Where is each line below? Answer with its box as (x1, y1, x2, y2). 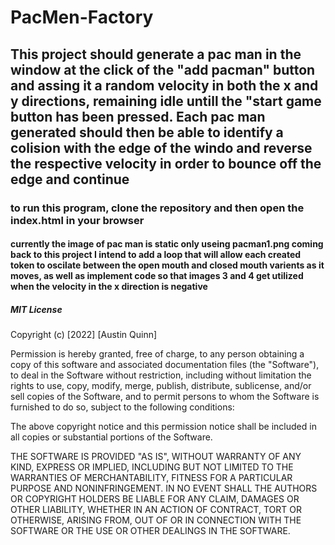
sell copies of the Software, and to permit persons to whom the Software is (10, 391, 320, 403)
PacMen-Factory (10, 6, 154, 29)
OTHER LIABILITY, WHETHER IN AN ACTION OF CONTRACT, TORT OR (10, 504, 302, 516)
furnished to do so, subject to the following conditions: (10, 401, 235, 413)
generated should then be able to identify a (10, 124, 284, 141)
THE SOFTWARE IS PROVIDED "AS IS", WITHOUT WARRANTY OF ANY (10, 451, 302, 463)
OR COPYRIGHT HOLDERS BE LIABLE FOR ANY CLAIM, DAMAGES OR (10, 493, 300, 505)
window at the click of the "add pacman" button (10, 61, 316, 78)
